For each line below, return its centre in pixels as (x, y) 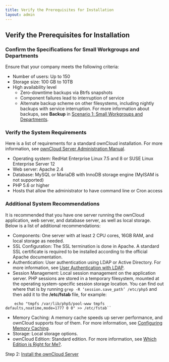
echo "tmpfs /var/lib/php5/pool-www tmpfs (60, 303)
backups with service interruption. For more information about (85, 109)
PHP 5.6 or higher (31, 185)
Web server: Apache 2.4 (38, 169)
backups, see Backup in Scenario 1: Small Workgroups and (81, 114)
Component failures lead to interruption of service (72, 98)
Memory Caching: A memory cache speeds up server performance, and (88, 317)
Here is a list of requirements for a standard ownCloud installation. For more (84, 143)
